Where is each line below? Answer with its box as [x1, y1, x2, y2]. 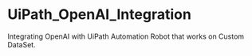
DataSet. [7, 39, 37, 49]
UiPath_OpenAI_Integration [7, 6, 192, 24]
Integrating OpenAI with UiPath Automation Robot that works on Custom [7, 32, 245, 41]
